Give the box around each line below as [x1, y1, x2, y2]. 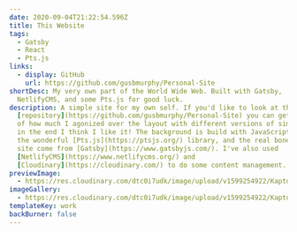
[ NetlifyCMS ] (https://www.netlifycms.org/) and [17, 152, 196, 161]
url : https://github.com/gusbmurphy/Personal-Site [25, 79, 216, 87]
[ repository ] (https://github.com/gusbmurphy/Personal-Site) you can [17, 111, 275, 120]
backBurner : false [9, 209, 77, 219]
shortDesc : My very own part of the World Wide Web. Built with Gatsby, [9, 86, 283, 95]
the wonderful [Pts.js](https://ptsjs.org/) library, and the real [17, 136, 271, 145]
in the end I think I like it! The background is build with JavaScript [17, 128, 291, 137]
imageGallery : [9, 185, 62, 194]
